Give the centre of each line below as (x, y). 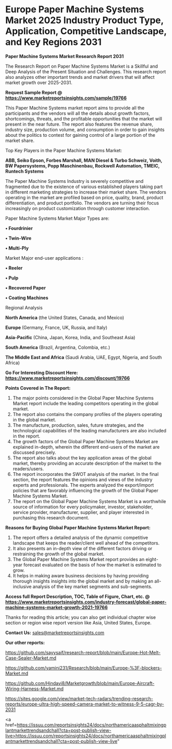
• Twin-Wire (18, 238)
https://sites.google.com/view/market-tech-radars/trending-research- (79, 698)
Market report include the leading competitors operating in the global (85, 403)
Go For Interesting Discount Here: (42, 372)
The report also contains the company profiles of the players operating (87, 414)
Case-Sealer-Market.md (31, 658)
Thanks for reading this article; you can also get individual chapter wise (81, 617)
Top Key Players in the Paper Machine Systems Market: (64, 150)
